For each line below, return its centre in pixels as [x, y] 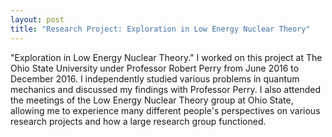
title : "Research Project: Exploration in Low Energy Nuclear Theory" [160, 29]
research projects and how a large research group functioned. [138, 121]
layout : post [37, 19]
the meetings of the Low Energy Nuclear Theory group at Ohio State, [152, 100]
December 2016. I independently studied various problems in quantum [155, 78]
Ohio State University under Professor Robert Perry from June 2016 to [155, 68]
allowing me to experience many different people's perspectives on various [165, 110]
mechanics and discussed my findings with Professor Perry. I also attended [165, 89]
